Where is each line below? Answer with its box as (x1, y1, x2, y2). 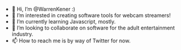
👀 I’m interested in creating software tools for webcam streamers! (11, 12, 171, 19)
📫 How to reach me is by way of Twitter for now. (11, 37, 131, 44)
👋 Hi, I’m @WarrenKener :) (11, 6, 75, 12)
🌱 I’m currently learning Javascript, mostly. (11, 18, 116, 25)
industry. (11, 31, 34, 38)
